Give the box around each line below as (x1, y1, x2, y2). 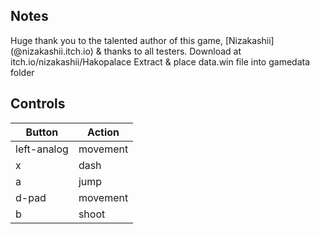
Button (25, 125, 59, 139)
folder (10, 66, 35, 78)
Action (87, 125, 120, 139)
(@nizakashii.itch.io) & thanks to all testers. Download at (10, 45, 242, 57)
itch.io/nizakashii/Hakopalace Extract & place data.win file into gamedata (10, 55, 311, 68)
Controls (10, 95, 66, 113)
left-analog (15, 142, 69, 156)
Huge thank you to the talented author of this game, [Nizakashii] (10, 34, 275, 46)
